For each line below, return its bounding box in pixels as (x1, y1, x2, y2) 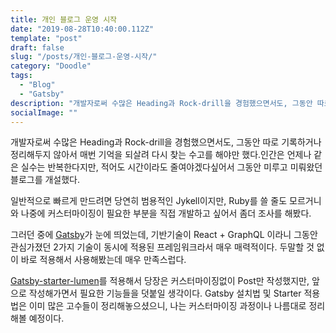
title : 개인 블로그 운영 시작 (10, 14, 118, 25)
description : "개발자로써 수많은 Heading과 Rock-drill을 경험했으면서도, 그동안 (10, 98, 313, 108)
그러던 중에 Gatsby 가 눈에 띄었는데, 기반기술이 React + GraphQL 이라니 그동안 (10, 229, 318, 241)
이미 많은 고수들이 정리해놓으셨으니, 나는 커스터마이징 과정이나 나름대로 (28, 300, 307, 312)
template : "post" (10, 33, 83, 43)
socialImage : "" (10, 107, 78, 118)
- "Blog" (19, 80, 56, 90)
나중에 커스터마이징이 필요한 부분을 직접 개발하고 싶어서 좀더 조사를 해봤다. (20, 207, 312, 220)
